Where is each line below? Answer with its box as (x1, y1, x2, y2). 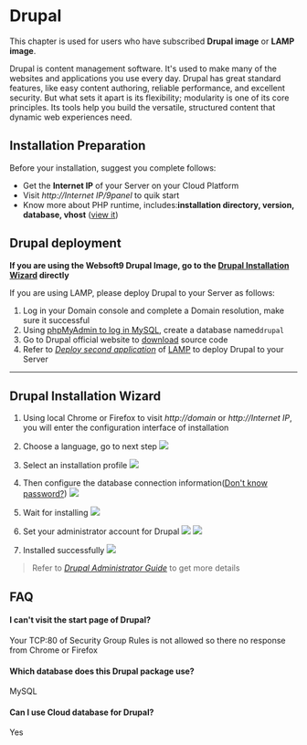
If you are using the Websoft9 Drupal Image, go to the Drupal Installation (9, 259, 290, 270)
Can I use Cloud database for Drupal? (9, 707, 154, 718)
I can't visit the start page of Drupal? (9, 614, 152, 625)
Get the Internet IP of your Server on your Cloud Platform (22, 180, 239, 191)
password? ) (22, 488, 68, 499)
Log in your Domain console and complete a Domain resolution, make (22, 305, 285, 316)
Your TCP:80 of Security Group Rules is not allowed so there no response (9, 635, 286, 645)
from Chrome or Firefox (9, 645, 99, 656)
